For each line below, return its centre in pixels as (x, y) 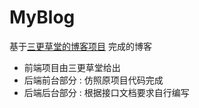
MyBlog (42, 17)
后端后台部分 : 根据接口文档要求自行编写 (106, 92)
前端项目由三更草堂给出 (72, 67)
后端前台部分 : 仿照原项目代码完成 (93, 80)
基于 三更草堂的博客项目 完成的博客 (80, 46)
